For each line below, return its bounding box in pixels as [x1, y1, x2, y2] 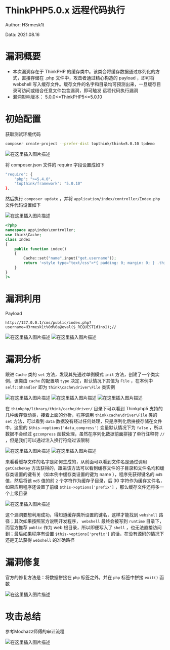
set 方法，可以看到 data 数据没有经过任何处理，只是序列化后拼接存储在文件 [5, 418, 162, 424]
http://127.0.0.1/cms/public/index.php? [5, 320, 92, 325]
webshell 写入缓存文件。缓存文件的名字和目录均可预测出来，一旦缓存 [12, 81, 157, 87]
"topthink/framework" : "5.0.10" [14, 181, 82, 186]
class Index [5, 237, 30, 242]
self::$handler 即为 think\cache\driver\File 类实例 [5, 384, 115, 390]
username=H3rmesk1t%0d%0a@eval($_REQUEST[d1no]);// [5, 324, 116, 329]
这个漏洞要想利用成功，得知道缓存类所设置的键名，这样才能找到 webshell [5, 511, 158, 517]
